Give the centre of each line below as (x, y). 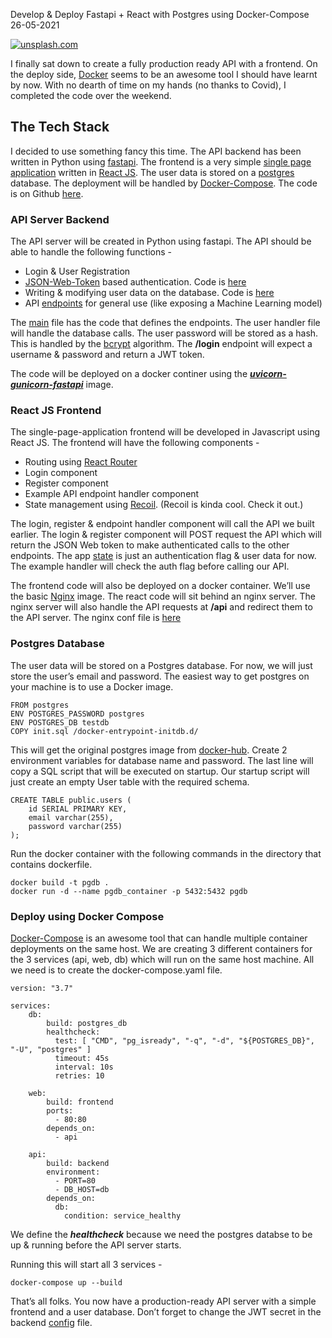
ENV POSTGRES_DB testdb (60, 722)
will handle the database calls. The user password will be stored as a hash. (164, 333)
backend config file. (51, 1322)
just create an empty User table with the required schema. (130, 781)
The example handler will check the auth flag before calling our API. (150, 566)
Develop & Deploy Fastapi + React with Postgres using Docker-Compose (160, 14)
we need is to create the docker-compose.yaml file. (116, 970)
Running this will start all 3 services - (86, 1264)
